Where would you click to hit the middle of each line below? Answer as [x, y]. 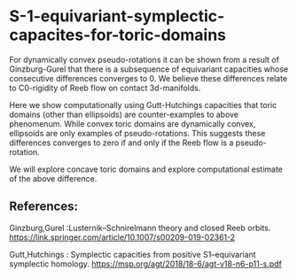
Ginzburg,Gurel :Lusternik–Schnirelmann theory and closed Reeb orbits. [140, 228]
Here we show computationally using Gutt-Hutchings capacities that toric [143, 104]
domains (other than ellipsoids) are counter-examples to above [124, 114]
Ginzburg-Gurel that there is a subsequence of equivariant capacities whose [149, 69]
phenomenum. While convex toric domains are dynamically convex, [133, 124]
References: [43, 207]
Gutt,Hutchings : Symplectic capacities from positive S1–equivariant [133, 254]
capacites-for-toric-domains [118, 35]
